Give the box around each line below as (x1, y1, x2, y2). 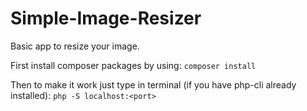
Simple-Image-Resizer (10, 7, 202, 30)
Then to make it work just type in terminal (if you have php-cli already (10, 78, 297, 91)
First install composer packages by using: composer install (10, 59, 257, 71)
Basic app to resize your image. (10, 40, 140, 52)
